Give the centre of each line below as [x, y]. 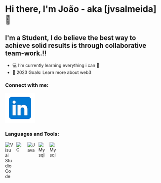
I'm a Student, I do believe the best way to [71, 38]
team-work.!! [26, 53]
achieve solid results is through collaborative [76, 45]
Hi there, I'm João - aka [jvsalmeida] [81, 9]
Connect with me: [27, 85]
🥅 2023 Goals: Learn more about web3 [52, 72]
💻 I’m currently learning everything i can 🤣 [56, 65]
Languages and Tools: [32, 134]
